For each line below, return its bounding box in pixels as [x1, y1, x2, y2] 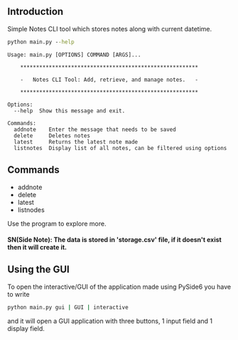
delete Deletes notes [13, 132, 91, 139]
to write [7, 289, 30, 298]
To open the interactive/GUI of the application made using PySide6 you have [7, 282, 232, 291]
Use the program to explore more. [7, 219, 107, 228]
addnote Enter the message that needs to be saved [13, 126, 176, 133]
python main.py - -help [7, 38, 75, 46]
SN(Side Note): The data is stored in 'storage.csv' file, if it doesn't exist [7, 235, 222, 244]
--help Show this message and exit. [13, 107, 126, 115]
